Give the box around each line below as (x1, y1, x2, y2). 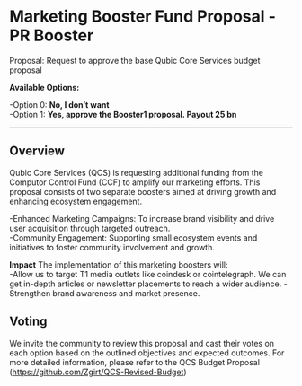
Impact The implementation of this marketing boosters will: (9, 259, 228, 270)
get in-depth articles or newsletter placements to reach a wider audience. (9, 278, 282, 289)
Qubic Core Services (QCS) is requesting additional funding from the (9, 167, 263, 178)
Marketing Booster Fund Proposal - (9, 6, 277, 27)
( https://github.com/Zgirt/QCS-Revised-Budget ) (9, 366, 187, 377)
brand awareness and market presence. (52, 287, 200, 298)
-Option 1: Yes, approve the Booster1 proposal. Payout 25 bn (9, 109, 237, 119)
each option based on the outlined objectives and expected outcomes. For (9, 347, 285, 358)
